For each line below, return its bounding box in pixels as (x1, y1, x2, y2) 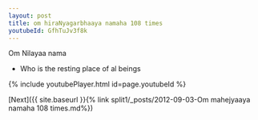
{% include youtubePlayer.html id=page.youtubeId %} (8, 79, 187, 89)
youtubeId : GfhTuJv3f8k (8, 26, 88, 34)
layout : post (8, 11, 52, 20)
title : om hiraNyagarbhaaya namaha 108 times (8, 19, 163, 27)
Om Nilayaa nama (8, 49, 67, 58)
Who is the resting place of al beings (19, 64, 142, 74)
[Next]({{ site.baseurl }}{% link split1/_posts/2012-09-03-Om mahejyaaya (8, 95, 251, 105)
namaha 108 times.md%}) (8, 103, 94, 113)
